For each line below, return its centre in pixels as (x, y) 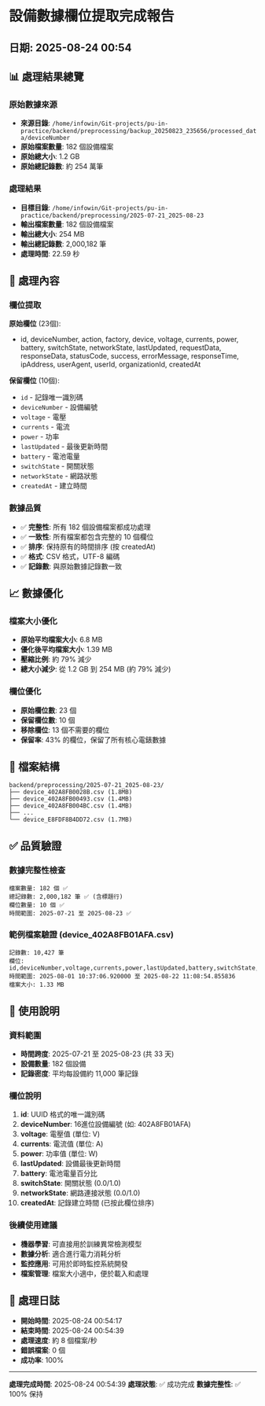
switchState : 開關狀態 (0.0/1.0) (70, 1183)
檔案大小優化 (33, 620)
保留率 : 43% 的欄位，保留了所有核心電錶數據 (93, 739)
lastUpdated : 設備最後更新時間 (70, 1164)
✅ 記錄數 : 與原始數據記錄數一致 (71, 566)
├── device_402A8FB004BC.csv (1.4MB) (71, 806)
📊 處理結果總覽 (47, 77)
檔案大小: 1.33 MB (37, 985)
